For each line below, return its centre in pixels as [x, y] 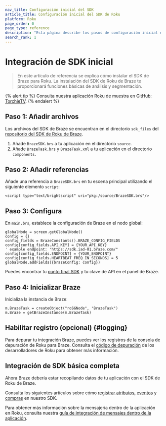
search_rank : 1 [21, 38]
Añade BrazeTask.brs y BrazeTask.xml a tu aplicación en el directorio [82, 149]
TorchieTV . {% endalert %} [32, 101]
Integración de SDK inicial [59, 62]
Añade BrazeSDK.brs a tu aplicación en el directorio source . [72, 143]
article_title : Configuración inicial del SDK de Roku [63, 14]
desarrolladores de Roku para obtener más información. [62, 350]
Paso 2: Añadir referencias [47, 170]
